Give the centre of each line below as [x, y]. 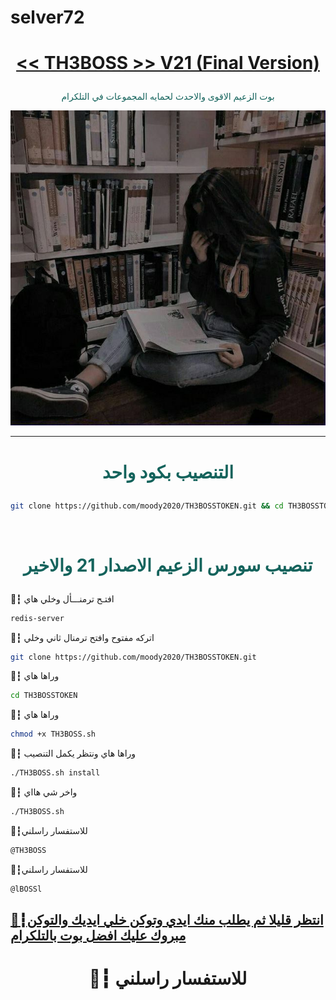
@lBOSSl [26, 889]
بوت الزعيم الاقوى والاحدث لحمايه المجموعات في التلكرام [168, 97]
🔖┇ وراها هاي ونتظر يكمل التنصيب [73, 753]
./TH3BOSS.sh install [55, 773]
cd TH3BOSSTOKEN [44, 696]
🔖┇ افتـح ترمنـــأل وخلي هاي [62, 598]
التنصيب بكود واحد [168, 472]
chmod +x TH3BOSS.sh [53, 734]
